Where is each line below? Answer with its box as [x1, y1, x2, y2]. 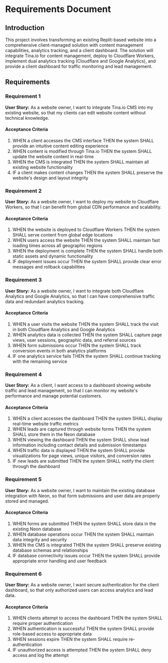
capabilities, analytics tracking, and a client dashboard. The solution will [5, 48, 153, 53]
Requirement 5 [5, 476, 42, 483]
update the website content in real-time [12, 153, 94, 159]
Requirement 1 [5, 93, 41, 100]
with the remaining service [12, 358, 67, 364]
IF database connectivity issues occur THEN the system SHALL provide [12, 552, 160, 558]
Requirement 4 [5, 371, 42, 378]
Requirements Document [5, 4, 111, 15]
